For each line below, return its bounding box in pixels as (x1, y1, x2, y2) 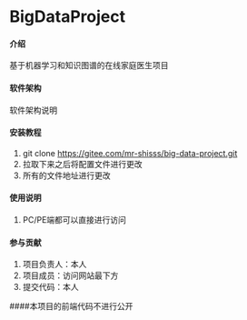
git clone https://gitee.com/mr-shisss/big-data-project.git (22, 147, 238, 158)
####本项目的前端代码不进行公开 (9, 301, 133, 312)
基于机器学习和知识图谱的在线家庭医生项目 (9, 60, 169, 71)
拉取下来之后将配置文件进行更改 (22, 158, 143, 169)
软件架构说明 (9, 105, 57, 115)
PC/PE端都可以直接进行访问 (22, 215, 127, 225)
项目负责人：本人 (22, 259, 87, 270)
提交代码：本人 (22, 282, 79, 293)
